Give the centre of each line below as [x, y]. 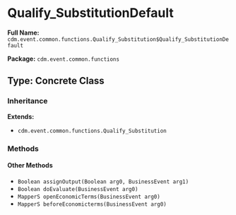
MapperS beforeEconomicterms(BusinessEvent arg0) [92, 204]
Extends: [21, 116]
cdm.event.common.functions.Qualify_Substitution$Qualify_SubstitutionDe [118, 39]
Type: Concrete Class [56, 81]
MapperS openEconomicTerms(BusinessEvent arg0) [89, 197]
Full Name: [23, 33]
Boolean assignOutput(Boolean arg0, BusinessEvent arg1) [103, 182]
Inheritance [28, 101]
